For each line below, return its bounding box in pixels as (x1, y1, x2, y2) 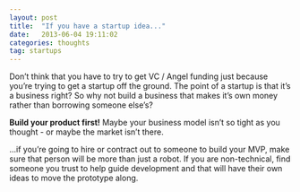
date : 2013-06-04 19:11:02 (9, 30, 118, 39)
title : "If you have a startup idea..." (9, 22, 167, 31)
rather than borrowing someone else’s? (9, 100, 154, 110)
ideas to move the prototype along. (9, 172, 139, 184)
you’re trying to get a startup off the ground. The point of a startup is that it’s (9, 81, 291, 92)
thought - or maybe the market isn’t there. (9, 127, 164, 137)
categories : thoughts (9, 38, 90, 48)
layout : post (9, 13, 58, 22)
